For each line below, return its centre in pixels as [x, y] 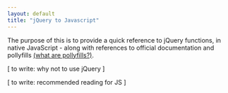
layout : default [31, 14]
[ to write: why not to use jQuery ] [56, 69]
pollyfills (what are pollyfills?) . [50, 55]
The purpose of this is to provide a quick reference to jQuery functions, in [114, 40]
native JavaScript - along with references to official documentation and [111, 48]
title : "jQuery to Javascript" [53, 20]
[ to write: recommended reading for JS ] [67, 82]
